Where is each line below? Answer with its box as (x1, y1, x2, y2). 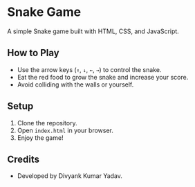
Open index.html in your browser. (17, 126, 114, 134)
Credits (7, 153, 40, 165)
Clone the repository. (17, 118, 77, 127)
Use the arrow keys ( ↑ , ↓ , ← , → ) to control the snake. (17, 65, 162, 73)
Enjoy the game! (17, 133, 64, 142)
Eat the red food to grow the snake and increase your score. (17, 73, 189, 81)
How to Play (7, 47, 60, 59)
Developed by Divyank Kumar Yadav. (17, 172, 123, 180)
